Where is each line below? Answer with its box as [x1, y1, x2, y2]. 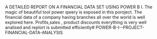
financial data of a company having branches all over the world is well [5, 14, 145, 20]
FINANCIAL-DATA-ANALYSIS [5, 30, 63, 35]
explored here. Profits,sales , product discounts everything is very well [5, 19, 147, 25]
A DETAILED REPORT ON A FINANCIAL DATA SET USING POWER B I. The [5, 4, 153, 10]
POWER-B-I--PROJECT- [96, 25, 145, 30]
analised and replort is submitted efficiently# [5, 25, 95, 30]
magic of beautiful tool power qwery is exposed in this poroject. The [5, 9, 142, 15]
